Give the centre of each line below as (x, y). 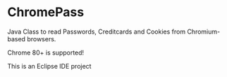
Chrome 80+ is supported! (46, 52)
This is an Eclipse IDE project (49, 66)
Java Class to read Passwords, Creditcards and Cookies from (96, 31)
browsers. (42, 38)
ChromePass (46, 12)
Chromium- (203, 31)
